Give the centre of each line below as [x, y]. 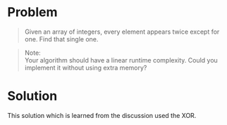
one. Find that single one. [61, 39]
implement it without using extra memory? [86, 67]
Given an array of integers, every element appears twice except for [122, 32]
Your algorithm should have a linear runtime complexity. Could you [121, 60]
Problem [32, 12]
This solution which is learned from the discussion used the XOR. [102, 115]
